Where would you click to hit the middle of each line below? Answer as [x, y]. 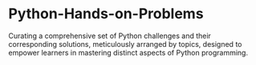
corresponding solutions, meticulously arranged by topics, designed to [125, 44]
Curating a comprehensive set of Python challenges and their [110, 36]
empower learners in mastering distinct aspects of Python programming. [128, 52]
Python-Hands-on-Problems [106, 14]
